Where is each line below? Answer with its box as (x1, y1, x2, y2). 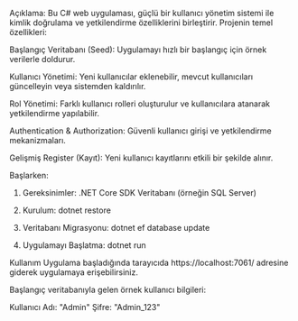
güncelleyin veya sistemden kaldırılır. (9, 81, 146, 91)
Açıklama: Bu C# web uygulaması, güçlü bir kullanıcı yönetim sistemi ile (9, 8, 275, 18)
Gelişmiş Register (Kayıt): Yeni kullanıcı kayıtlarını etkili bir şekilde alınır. (9, 152, 274, 163)
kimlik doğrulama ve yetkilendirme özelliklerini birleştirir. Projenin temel (9, 17, 274, 28)
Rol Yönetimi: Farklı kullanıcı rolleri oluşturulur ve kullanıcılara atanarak (9, 98, 271, 109)
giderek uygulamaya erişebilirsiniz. (9, 267, 138, 278)
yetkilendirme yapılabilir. (9, 108, 100, 118)
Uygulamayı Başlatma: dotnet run (22, 240, 146, 251)
